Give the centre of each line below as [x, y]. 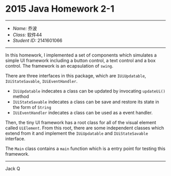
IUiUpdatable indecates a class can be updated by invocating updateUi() [89, 91]
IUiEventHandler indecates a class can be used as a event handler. [82, 112]
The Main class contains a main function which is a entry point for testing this [85, 149]
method [21, 96]
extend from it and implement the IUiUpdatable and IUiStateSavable [77, 133]
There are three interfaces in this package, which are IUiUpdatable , [76, 76]
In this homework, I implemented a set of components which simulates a [81, 55]
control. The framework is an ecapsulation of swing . [59, 66]
